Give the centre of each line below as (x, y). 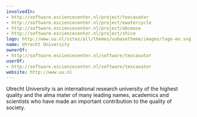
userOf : (16, 61)
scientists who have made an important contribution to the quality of (89, 102)
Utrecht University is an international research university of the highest (92, 89)
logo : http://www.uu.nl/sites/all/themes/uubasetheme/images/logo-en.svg (99, 39)
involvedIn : (21, 12)
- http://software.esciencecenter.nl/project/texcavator (78, 17)
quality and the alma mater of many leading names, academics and (88, 95)
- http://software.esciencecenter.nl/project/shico (71, 34)
